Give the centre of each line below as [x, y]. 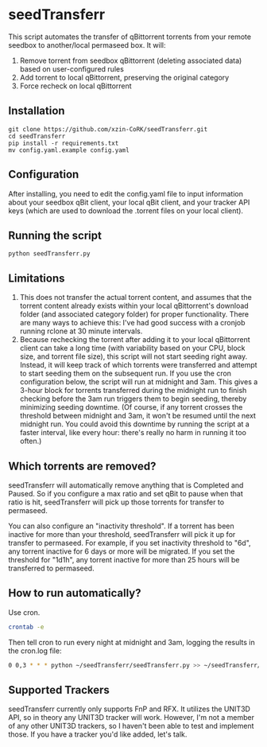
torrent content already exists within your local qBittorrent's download [134, 306]
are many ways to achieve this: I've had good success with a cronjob [132, 323]
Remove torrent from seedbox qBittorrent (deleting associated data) [131, 60]
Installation [37, 111]
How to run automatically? [75, 593]
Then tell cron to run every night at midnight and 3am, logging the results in [132, 642]
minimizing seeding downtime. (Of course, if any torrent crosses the [131, 407]
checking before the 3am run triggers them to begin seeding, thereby [133, 399]
